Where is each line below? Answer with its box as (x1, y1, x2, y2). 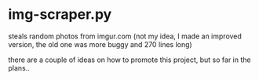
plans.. (8, 63, 30, 72)
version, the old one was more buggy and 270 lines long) (8, 39, 192, 49)
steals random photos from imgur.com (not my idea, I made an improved (8, 31, 242, 41)
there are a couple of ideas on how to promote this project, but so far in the (8, 55, 251, 64)
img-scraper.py (8, 5, 112, 24)
